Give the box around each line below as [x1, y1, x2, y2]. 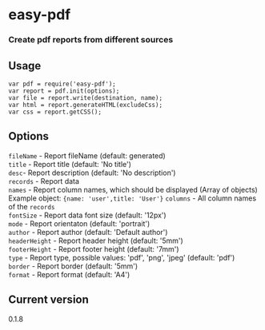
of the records [8, 201, 55, 211]
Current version [8, 293, 90, 307]
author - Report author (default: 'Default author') [8, 227, 168, 237]
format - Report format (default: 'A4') [8, 269, 130, 279]
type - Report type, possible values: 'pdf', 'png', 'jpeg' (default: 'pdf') [8, 252, 235, 262]
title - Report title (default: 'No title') [8, 159, 132, 169]
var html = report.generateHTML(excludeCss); [8, 101, 163, 109]
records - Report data [8, 176, 80, 185]
